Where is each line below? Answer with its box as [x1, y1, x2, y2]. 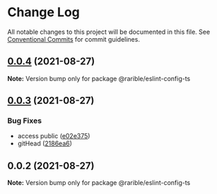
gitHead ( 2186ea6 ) [17, 139, 73, 148]
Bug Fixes [7, 116, 42, 126]
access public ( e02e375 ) [17, 132, 90, 140]
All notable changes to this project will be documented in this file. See [7, 28, 211, 36]
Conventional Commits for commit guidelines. [7, 35, 140, 43]
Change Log [7, 4, 80, 20]
